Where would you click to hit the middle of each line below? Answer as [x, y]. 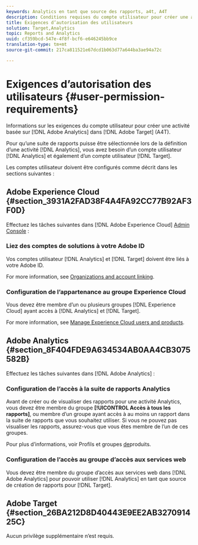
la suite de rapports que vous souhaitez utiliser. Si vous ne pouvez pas [92, 420]
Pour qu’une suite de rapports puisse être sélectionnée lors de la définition [97, 143]
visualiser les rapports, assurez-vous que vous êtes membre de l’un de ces [97, 427]
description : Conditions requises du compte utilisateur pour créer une [97, 17]
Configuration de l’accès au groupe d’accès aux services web [96, 460]
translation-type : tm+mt [37, 45]
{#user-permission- [115, 96]
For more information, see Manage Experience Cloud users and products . [95, 322]
